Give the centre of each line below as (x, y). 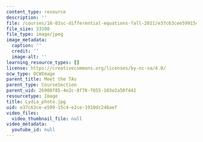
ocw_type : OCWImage (31, 74)
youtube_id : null (34, 130)
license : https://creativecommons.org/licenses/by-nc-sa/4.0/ (86, 68)
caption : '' (27, 46)
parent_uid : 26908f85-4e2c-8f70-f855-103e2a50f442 (71, 91)
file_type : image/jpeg (35, 34)
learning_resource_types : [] (43, 62)
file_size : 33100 (28, 29)
